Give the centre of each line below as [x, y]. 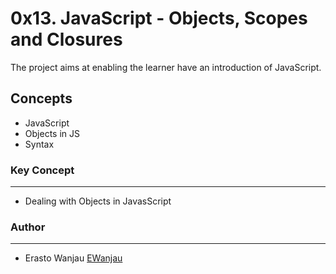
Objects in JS [52, 133]
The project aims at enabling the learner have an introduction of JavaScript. [166, 67]
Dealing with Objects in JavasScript [98, 201]
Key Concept [42, 170]
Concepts [41, 98]
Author [28, 227]
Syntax [39, 144]
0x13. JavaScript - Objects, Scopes [159, 18]
